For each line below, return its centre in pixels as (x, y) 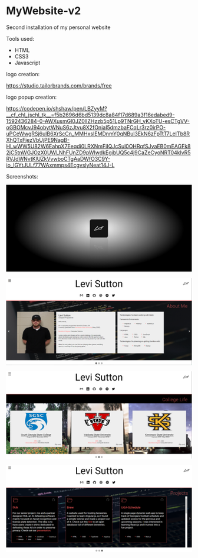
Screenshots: (22, 176)
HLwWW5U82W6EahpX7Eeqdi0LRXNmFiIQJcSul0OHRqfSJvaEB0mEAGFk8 (98, 146)
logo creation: (23, 74)
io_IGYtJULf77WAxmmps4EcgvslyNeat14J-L (60, 165)
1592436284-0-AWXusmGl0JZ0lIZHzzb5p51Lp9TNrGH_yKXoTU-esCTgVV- (98, 121)
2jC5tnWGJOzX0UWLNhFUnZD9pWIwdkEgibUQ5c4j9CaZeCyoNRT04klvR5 (98, 153)
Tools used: (20, 38)
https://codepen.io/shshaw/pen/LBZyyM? (57, 108)
